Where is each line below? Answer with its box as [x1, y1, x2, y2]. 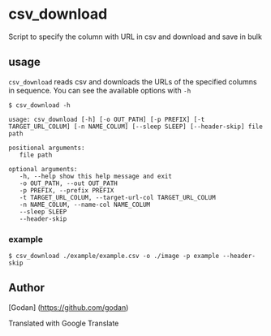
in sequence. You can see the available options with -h [8, 85, 191, 95]
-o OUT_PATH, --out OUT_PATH [19, 179, 118, 187]
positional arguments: [8, 144, 85, 152]
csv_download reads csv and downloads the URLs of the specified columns [8, 76, 257, 86]
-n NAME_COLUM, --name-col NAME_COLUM [19, 200, 151, 209]
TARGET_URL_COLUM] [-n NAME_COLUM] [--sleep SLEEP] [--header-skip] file [8, 123, 264, 131]
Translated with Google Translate [8, 318, 119, 328]
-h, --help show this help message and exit [19, 172, 173, 180]
